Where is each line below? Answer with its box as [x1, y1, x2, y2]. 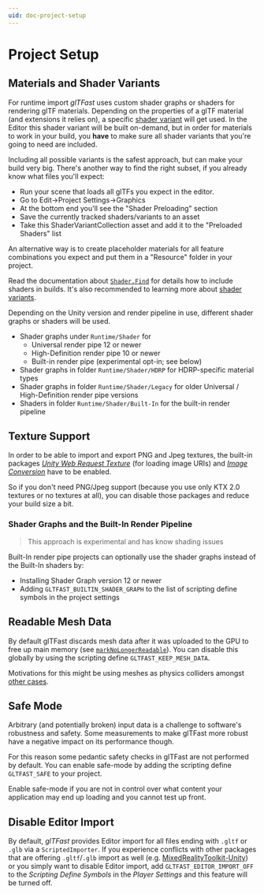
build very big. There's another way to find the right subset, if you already [8, 163, 247, 172]
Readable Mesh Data [8, 615, 112, 629]
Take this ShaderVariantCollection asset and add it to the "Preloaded [19, 220, 243, 229]
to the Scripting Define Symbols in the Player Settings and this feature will [8, 870, 248, 879]
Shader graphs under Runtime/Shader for [19, 332, 151, 341]
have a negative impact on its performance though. [8, 737, 175, 747]
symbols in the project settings [19, 592, 120, 602]
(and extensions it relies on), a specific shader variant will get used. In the [8, 114, 247, 124]
